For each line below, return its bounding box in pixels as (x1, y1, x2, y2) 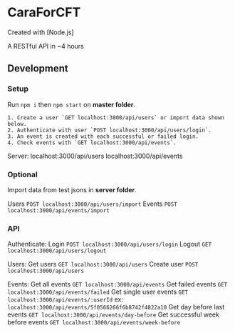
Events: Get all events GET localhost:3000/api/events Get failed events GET (7, 280, 228, 289)
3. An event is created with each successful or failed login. (7, 133, 199, 140)
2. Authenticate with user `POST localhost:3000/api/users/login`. (7, 126, 212, 134)
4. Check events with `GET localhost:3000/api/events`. (7, 139, 177, 146)
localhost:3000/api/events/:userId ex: (7, 295, 123, 304)
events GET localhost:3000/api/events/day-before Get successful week (7, 310, 219, 319)
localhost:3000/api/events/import (7, 207, 110, 214)
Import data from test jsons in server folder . (7, 185, 137, 194)
